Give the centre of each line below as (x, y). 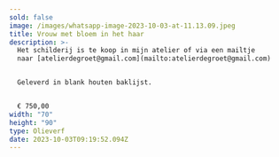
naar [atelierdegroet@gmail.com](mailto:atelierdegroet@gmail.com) (144, 59)
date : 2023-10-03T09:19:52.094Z (69, 139)
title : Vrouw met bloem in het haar (77, 34)
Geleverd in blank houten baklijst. (85, 82)
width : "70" (31, 114)
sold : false (31, 17)
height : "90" (33, 122)
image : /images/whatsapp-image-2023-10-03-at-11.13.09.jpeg (123, 26)
